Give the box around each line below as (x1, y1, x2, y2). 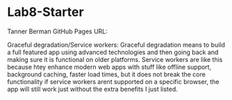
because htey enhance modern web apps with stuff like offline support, (7, 62, 212, 71)
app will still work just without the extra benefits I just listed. (7, 85, 179, 93)
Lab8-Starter (7, 4, 85, 20)
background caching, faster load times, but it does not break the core (7, 70, 206, 78)
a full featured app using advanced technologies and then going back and (7, 48, 219, 56)
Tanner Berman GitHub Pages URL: (7, 27, 108, 35)
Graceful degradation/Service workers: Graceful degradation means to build (7, 40, 226, 49)
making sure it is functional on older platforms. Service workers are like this (7, 55, 223, 63)
